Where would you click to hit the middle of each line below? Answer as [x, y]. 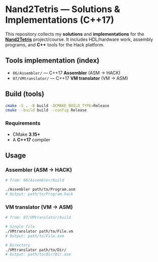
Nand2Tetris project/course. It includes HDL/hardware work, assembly [79, 39]
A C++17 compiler [31, 139]
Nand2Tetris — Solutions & [63, 9]
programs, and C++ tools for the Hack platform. [55, 44]
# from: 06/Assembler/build [35, 180]
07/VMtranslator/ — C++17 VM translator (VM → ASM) [70, 78]
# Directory [18, 245]
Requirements [23, 123]
